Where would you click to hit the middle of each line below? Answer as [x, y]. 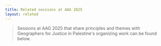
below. [24, 38]
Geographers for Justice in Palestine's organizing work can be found [87, 33]
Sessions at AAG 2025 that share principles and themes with [79, 28]
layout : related [22, 14]
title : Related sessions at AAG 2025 [44, 10]
